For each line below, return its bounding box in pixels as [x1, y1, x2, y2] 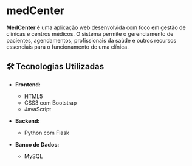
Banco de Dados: [15, 140, 60, 148]
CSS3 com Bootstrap [24, 99, 77, 106]
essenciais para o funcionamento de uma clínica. [6, 43, 129, 50]
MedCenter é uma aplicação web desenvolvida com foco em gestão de [6, 24, 187, 31]
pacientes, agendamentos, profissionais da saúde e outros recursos [6, 36, 177, 44]
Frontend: [15, 80, 41, 88]
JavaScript [24, 105, 52, 112]
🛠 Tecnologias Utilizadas [6, 61, 105, 72]
